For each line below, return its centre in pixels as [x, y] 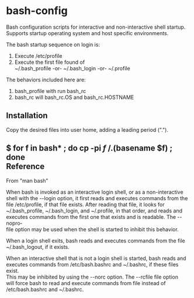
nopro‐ [14, 223]
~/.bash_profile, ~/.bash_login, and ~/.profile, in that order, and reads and [94, 210]
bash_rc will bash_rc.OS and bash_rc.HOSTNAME [74, 97]
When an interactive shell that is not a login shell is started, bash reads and [96, 258]
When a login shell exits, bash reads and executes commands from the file [96, 241]
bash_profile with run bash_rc [50, 91]
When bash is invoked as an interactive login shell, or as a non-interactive [95, 192]
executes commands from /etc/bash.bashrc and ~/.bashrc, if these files [92, 264]
